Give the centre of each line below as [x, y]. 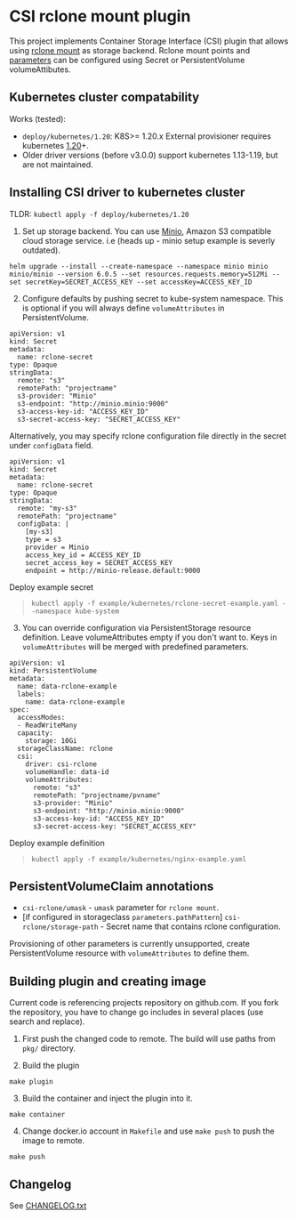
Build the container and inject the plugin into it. [107, 1098]
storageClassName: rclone [65, 748]
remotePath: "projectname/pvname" [97, 795]
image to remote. [53, 1141]
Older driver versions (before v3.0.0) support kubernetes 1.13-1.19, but [150, 155]
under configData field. [51, 445]
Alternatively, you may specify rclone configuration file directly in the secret [148, 436]
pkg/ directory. [49, 1048]
